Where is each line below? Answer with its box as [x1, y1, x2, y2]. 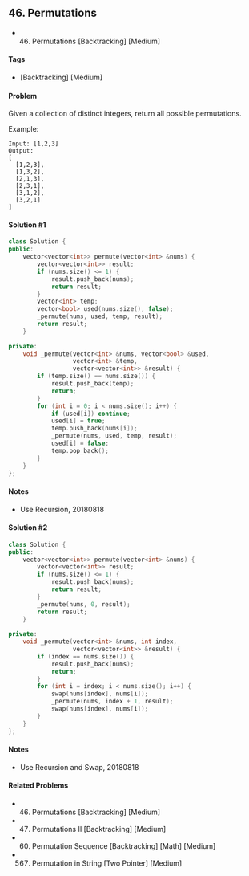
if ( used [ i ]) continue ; [50, 409, 131, 418]
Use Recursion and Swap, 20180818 [19, 762, 139, 772]
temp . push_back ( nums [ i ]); [50, 425, 138, 433]
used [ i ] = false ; [50, 439, 110, 448]
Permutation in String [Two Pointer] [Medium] [31, 858, 183, 868]
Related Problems [8, 780, 69, 790]
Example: [8, 124, 39, 134]
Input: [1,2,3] [8, 140, 59, 148]
